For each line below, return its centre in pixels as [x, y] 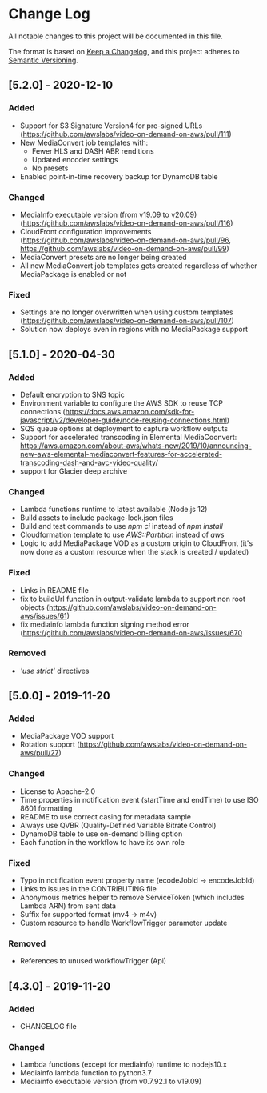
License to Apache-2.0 [58, 791]
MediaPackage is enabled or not [73, 274]
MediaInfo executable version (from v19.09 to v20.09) [108, 214]
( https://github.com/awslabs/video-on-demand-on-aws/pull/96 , [126, 240]
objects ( [34, 607]
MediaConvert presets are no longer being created [103, 257]
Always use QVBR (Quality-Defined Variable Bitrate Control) [118, 825]
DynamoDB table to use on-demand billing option [101, 834]
